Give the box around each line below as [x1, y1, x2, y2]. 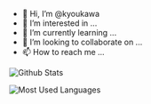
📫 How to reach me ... [21, 47, 105, 57]
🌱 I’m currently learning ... [21, 28, 117, 37]
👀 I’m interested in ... [21, 18, 98, 28]
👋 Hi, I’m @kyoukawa [21, 9, 100, 19]
